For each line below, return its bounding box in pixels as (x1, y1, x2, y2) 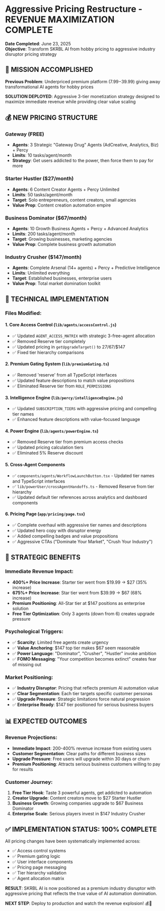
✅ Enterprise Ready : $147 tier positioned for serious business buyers (12, 701, 154, 708)
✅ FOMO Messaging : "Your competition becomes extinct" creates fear (12, 656, 157, 662)
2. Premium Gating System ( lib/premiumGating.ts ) (5, 361, 109, 367)
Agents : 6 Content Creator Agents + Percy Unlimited (12, 186, 120, 192)
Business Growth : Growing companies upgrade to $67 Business (12, 800, 144, 806)
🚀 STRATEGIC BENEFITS (5, 553, 81, 561)
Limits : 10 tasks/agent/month (12, 152, 72, 158)
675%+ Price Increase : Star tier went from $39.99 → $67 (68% (12, 590, 142, 596)
